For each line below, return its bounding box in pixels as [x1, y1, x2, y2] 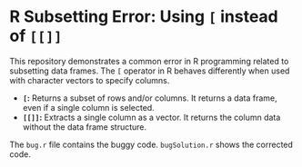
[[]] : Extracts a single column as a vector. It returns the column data [22, 112, 281, 123]
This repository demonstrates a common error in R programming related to [9, 55, 289, 66]
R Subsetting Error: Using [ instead [9, 6, 279, 27]
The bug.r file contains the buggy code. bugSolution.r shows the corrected [9, 139, 294, 150]
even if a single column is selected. [22, 102, 155, 113]
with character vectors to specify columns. [9, 74, 170, 85]
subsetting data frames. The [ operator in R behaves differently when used [9, 65, 290, 76]
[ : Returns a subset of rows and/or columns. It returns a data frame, [22, 93, 277, 103]
